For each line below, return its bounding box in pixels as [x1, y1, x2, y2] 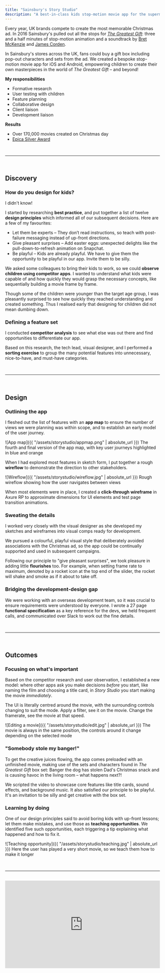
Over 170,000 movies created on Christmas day [12, 131, 109, 137]
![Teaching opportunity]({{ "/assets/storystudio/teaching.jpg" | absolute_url [5, 841, 158, 847]
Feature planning [12, 96, 47, 102]
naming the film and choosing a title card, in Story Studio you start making [5, 687, 155, 693]
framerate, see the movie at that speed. [5, 712, 85, 718]
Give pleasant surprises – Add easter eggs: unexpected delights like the [12, 240, 158, 246]
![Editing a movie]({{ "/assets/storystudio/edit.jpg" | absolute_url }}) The [5, 722, 151, 728]
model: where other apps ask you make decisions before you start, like [5, 682, 148, 688]
